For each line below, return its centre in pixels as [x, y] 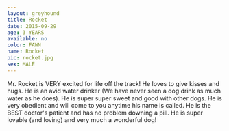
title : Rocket [27, 20]
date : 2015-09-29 [32, 26]
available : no [27, 39]
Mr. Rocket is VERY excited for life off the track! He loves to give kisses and [113, 83]
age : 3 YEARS [26, 32]
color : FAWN [24, 45]
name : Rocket [26, 52]
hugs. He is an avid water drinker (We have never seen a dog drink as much [114, 91]
